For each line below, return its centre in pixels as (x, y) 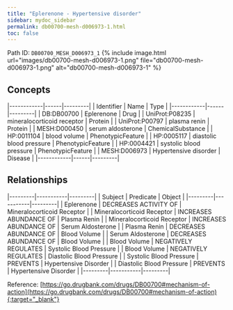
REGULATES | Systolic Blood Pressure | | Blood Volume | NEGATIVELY (107, 249)
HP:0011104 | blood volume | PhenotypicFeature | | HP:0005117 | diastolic (112, 136)
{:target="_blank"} (33, 299)
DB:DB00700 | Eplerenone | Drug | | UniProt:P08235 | (118, 114)
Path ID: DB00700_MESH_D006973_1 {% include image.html (87, 53)
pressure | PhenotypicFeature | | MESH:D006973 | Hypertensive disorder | (114, 151)
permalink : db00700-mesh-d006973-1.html (67, 26)
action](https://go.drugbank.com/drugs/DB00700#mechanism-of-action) (112, 292)
